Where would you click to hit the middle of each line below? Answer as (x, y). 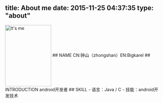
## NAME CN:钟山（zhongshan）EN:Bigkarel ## (101, 55)
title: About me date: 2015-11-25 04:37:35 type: (79, 8)
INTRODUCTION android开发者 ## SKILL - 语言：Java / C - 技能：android (80, 89)
